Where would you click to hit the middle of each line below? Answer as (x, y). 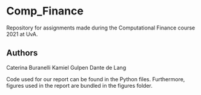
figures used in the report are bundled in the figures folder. (80, 85)
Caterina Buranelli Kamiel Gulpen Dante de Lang (66, 67)
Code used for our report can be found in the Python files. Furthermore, (96, 79)
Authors (22, 53)
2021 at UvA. (22, 34)
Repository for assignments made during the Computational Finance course (101, 28)
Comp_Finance (45, 11)
